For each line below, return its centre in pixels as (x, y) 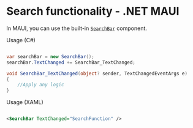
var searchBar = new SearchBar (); (51, 56)
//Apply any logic (41, 85)
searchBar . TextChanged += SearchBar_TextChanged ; (71, 62)
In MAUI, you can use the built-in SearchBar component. (77, 28)
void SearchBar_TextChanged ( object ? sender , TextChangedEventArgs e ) (97, 73)
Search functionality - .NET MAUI (93, 11)
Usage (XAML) (25, 102)
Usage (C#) (21, 40)
